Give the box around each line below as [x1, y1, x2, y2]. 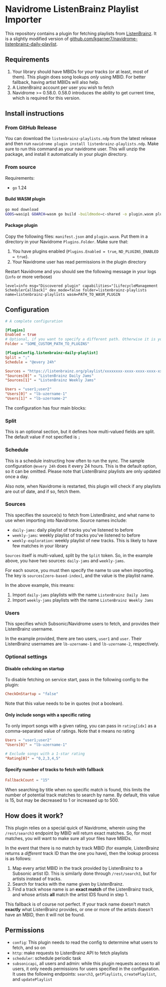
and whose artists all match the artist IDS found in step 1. [12, 891, 128, 897]
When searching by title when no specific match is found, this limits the [5, 786, 150, 792]
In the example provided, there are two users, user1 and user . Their [5, 635, 142, 641]
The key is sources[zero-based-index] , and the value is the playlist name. [5, 572, 154, 578]
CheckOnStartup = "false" [5, 692, 58, 697]
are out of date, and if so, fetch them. [5, 488, 81, 494]
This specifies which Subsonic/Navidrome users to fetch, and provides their [5, 621, 160, 627]
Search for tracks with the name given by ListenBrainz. [12, 881, 124, 887]
